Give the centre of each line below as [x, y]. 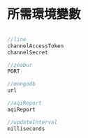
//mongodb [22, 84]
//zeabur [20, 65]
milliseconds [26, 129]
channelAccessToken [36, 46]
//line [17, 39]
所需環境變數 [44, 14]
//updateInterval [32, 122]
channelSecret [28, 52]
